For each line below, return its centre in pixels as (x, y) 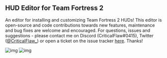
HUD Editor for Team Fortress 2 (54, 8)
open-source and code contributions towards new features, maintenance (80, 25)
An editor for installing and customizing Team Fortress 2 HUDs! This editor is (83, 20)
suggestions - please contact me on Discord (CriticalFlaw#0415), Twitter (80, 35)
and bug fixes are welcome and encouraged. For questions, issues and (78, 30)
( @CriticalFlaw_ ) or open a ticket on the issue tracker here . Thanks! (74, 41)
